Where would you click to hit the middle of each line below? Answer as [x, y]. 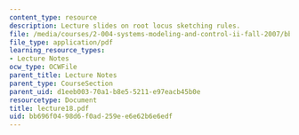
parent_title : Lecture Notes [63, 75]
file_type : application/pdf [61, 42]
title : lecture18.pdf [49, 108]
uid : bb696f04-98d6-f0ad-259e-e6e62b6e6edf [91, 116]
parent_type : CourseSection [61, 83]
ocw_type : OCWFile [43, 67]
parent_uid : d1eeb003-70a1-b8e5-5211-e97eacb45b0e [105, 91]
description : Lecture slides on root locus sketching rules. [125, 26]
